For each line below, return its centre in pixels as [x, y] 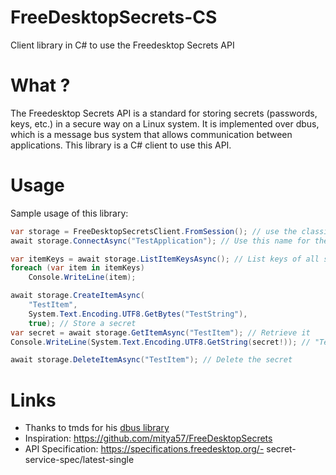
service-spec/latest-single [79, 460]
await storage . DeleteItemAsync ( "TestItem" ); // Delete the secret [151, 360]
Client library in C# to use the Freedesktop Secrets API [122, 45]
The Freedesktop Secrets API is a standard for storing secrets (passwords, [164, 113]
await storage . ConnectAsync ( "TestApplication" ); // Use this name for [160, 241]
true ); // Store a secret [82, 323]
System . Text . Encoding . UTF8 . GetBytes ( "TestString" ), [138, 314]
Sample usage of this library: [69, 213]
